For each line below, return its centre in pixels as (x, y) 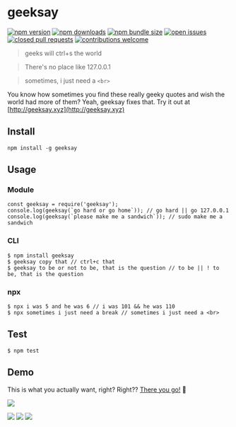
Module (20, 190)
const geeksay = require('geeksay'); (63, 205)
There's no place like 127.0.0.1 (67, 67)
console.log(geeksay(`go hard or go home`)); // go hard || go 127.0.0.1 (118, 211)
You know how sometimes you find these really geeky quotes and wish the (116, 94)
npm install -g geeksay (42, 148)
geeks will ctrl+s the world (63, 53)
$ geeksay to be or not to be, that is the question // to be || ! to (113, 268)
